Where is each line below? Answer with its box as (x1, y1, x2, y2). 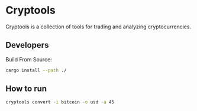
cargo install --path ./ (5, 67, 67, 73)
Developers (5, 40, 49, 50)
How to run (5, 84, 47, 94)
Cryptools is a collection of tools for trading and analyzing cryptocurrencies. (5, 23, 192, 30)
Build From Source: (5, 56, 53, 63)
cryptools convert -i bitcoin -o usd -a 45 (5, 99, 115, 105)
